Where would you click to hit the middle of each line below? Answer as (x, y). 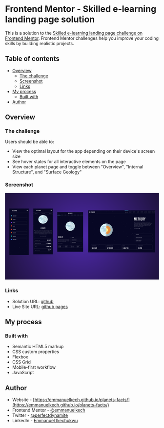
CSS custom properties (36, 352)
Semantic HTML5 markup (38, 347)
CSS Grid (21, 362)
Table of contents (32, 59)
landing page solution (50, 19)
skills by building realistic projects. (40, 43)
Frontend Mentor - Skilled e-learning (81, 9)
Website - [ (23, 400)
